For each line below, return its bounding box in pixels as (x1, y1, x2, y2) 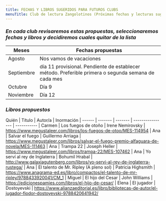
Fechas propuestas (76, 47, 122, 54)
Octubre (8, 83, 27, 90)
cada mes (39, 75, 63, 82)
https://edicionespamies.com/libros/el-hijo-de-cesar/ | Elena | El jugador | (5, 180, 156, 186)
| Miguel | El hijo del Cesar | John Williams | (65, 175, 153, 181)
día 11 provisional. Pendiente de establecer (39, 63, 140, 70)
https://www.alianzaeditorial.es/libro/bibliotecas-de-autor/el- (34, 185, 158, 191)
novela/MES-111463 (5, 144, 46, 149)
